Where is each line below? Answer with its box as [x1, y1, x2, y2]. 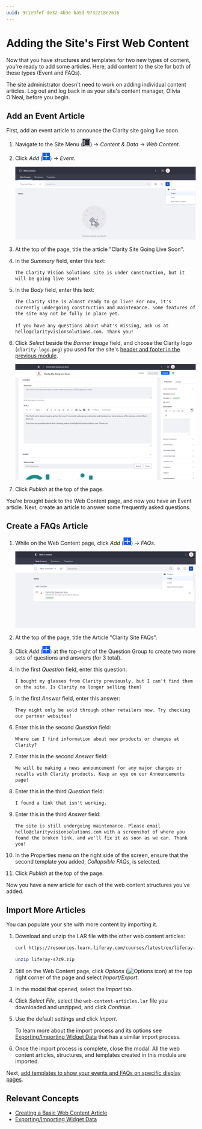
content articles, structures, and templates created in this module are [14, 1051, 186, 1059]
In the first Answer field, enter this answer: [14, 694, 120, 702]
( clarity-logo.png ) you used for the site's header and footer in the [14, 346, 180, 353]
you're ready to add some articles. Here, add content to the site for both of [6, 63, 191, 70]
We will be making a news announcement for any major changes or [14, 765, 182, 771]
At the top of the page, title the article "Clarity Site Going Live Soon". [14, 246, 185, 253]
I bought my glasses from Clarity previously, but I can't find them [14, 678, 194, 684]
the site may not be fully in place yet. [14, 311, 120, 317]
